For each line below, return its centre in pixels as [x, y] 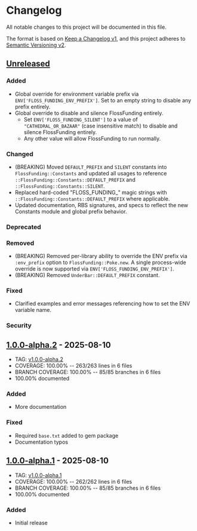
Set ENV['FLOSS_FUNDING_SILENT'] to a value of [81, 119]
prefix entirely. [33, 107]
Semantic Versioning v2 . [36, 45]
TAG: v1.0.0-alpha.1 [38, 475]
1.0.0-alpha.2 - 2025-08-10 [59, 345]
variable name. [33, 310]
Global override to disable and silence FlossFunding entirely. [89, 113]
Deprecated [24, 227]
